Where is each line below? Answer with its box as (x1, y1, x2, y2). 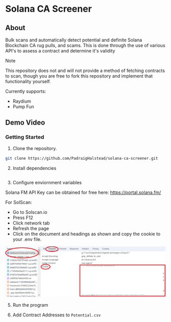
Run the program (12, 302, 48, 308)
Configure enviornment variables (12, 179, 82, 185)
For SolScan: (5, 199, 32, 205)
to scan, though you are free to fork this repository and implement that (5, 73, 153, 79)
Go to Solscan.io (12, 209, 47, 215)
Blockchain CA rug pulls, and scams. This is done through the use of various (5, 42, 165, 48)
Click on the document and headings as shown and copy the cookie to (12, 231, 161, 237)
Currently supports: (5, 88, 46, 94)
